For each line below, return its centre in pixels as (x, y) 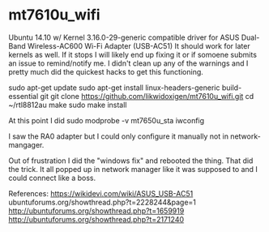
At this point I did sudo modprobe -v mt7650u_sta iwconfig (107, 120)
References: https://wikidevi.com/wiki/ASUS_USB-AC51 (101, 193)
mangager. (26, 144)
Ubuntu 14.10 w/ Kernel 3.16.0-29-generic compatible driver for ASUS (124, 37)
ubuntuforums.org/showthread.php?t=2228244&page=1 (102, 202)
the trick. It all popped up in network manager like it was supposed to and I (133, 169)
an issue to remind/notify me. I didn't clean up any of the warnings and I (128, 63)
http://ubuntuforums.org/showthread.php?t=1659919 (96, 211)
